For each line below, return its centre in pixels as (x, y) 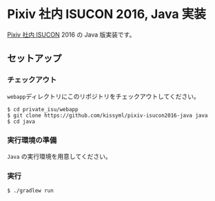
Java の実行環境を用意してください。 (59, 156)
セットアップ (34, 58)
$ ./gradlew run (30, 191)
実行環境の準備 (32, 140)
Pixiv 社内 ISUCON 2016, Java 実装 (107, 14)
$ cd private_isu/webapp (43, 109)
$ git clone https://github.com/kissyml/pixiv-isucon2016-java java (107, 115)
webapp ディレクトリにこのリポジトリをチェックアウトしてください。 (103, 96)
